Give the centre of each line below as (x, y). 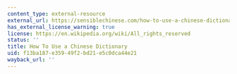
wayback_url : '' (31, 60)
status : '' (23, 40)
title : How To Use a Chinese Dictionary (68, 47)
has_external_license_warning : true (61, 27)
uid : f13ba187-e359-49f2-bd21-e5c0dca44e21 (72, 54)
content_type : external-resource (56, 14)
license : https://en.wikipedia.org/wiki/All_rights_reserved (99, 33)
